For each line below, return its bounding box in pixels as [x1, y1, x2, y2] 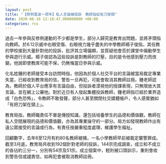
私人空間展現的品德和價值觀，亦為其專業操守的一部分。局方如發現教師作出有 [5, 118, 161, 124]
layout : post [5, 7, 32, 12]
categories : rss [5, 21, 39, 26]
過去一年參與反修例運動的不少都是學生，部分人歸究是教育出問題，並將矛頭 [5, 35, 157, 41]
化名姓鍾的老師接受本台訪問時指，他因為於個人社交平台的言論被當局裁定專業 [5, 70, 161, 77]
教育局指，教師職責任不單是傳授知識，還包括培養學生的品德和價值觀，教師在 [5, 112, 161, 118]
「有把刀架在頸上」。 [5, 102, 46, 108]
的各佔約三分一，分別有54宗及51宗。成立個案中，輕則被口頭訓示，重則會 [5, 147, 154, 154]
